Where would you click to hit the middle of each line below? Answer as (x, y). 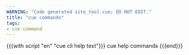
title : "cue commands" (35, 18)
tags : (13, 23)
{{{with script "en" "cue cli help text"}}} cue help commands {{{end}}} (95, 46)
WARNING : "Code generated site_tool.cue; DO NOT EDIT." (79, 12)
